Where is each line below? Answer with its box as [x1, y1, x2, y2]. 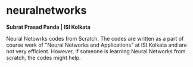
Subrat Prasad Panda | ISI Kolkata [6, 23, 91, 31]
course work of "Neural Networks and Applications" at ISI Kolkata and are [6, 41, 188, 48]
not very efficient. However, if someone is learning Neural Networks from [6, 47, 186, 54]
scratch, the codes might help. [6, 54, 82, 61]
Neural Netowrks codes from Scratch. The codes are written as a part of [6, 35, 184, 42]
